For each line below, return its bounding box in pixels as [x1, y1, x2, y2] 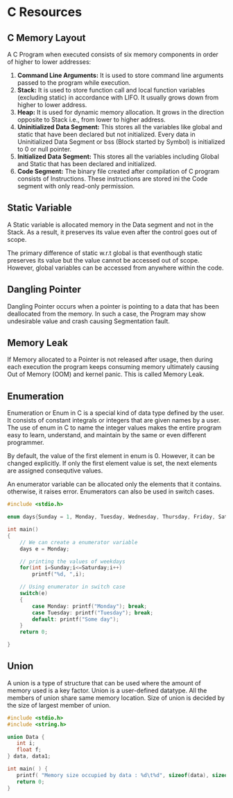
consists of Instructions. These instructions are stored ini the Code [17, 174, 208, 183]
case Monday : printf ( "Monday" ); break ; [32, 603, 148, 610]
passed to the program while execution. [17, 79, 131, 87]
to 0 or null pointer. [17, 145, 71, 153]
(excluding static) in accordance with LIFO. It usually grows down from [17, 93, 219, 101]
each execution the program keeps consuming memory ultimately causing [7, 363, 219, 371]
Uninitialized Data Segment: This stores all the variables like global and [17, 123, 223, 131]
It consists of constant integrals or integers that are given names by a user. [7, 416, 221, 425]
